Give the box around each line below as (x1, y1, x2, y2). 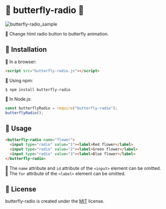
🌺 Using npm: (5, 77, 34, 83)
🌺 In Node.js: (5, 96, 32, 102)
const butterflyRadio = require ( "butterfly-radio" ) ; (5, 105, 118, 111)
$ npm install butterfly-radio (5, 87, 71, 92)
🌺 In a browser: (5, 59, 37, 65)
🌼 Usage (5, 124, 32, 132)
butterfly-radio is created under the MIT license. (5, 198, 105, 204)
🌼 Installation (5, 45, 47, 54)
